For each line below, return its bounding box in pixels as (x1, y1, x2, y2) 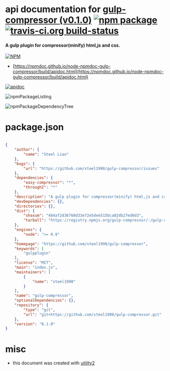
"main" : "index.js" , (14, 265, 58, 270)
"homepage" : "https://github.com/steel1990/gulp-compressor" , (14, 241, 148, 246)
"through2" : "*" (23, 185, 58, 190)
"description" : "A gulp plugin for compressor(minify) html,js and (14, 194, 159, 199)
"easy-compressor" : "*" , (23, 180, 76, 185)
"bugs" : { (14, 161, 35, 166)
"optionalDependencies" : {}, (14, 298, 76, 303)
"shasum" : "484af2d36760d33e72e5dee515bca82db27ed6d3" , (23, 213, 144, 218)
